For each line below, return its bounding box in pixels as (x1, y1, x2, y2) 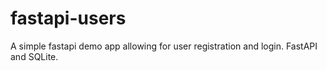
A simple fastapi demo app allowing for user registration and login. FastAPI (10, 40, 318, 52)
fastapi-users (10, 7, 127, 30)
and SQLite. (10, 50, 59, 62)
